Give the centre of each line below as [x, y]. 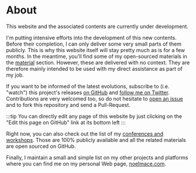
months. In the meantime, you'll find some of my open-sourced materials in [97, 56]
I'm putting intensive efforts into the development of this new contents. [91, 37]
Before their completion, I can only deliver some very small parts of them [94, 44]
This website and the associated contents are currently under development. [97, 26]
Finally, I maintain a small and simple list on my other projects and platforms [97, 157]
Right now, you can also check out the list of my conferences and [85, 134]
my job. [15, 75]
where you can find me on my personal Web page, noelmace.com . [86, 164]
